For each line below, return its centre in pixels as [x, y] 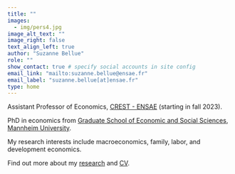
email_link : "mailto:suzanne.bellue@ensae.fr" [78, 73]
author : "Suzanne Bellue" [46, 54]
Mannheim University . [40, 128]
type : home [23, 87]
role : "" [20, 60]
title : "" [22, 14]
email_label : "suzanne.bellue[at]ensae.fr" [73, 80]
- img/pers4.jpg [38, 27]
